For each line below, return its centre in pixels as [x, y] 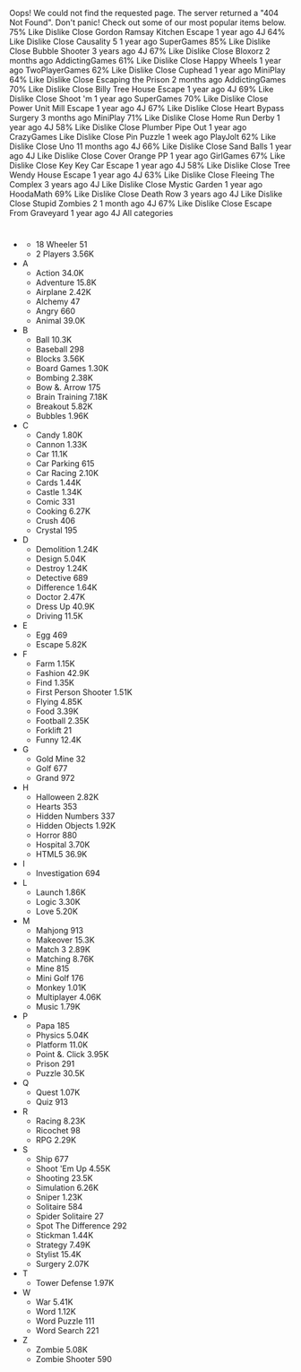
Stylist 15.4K [59, 1255]
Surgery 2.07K [62, 1264]
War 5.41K [54, 1302]
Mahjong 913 [59, 931]
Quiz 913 [52, 1102]
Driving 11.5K [59, 616]
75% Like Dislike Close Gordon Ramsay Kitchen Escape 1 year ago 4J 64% [147, 32]
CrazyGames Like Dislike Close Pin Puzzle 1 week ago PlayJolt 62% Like [142, 137]
